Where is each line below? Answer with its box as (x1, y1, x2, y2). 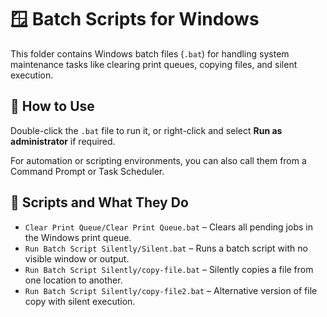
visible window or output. (24, 252, 130, 265)
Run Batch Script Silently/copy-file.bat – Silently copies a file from (24, 263, 314, 275)
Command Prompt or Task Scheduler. (10, 165, 165, 177)
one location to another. (24, 274, 123, 286)
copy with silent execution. (24, 295, 136, 307)
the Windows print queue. (24, 231, 132, 243)
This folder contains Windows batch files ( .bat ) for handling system (10, 47, 290, 60)
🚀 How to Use (10, 98, 95, 115)
